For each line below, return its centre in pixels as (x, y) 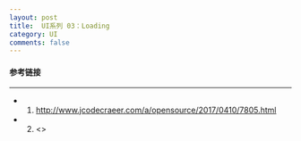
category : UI (34, 34)
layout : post (34, 17)
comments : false (39, 42)
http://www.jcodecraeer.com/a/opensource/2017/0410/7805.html (156, 110)
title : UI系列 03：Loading (60, 26)
